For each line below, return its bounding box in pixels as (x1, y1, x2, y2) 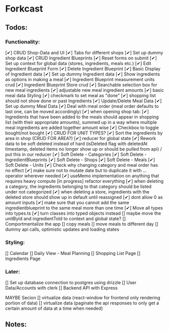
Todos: (5, 23, 28, 32)
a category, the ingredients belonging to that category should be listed (5, 183, 152, 189)
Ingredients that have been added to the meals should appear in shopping (5, 114, 159, 120)
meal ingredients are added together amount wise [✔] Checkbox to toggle (5, 124, 159, 130)
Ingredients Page (5, 255, 41, 262)
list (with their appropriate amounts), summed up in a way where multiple (5, 119, 157, 125)
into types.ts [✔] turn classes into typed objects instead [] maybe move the (5, 210, 161, 216)
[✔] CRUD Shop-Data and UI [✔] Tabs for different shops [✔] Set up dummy (5, 49, 163, 55)
